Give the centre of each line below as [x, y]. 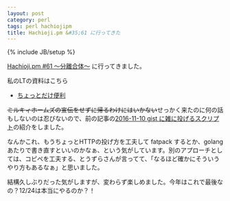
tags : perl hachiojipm [39, 26]
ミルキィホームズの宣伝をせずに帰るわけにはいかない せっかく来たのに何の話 [115, 110]
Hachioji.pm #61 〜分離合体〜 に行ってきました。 [76, 67]
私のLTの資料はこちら [38, 81]
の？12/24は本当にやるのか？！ [51, 191]
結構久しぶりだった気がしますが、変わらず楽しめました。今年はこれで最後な [115, 182]
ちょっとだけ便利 [41, 95]
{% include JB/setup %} [41, 52]
